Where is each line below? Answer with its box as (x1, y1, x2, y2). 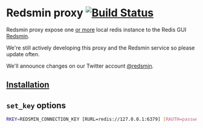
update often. (6, 50, 40, 57)
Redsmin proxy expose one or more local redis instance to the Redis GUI (6, 26, 187, 33)
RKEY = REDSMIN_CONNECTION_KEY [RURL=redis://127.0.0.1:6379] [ (6, 117, 166, 123)
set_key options (6, 100, 66, 110)
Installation (6, 80, 50, 90)
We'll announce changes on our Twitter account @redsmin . (6, 62, 154, 69)
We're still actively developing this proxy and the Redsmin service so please (6, 44, 195, 51)
